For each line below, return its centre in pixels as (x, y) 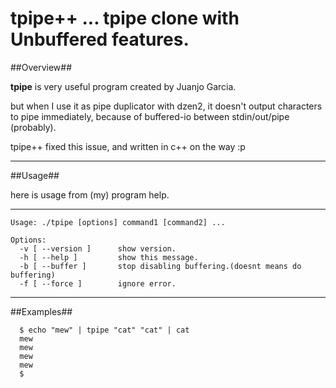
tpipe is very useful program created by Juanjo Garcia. (123, 86)
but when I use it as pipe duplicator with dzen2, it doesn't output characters (166, 106)
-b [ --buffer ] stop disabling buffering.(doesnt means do (160, 266)
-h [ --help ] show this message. (109, 257)
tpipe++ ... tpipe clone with (125, 18)
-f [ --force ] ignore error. (98, 283)
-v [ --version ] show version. (98, 248)
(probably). (33, 127)
